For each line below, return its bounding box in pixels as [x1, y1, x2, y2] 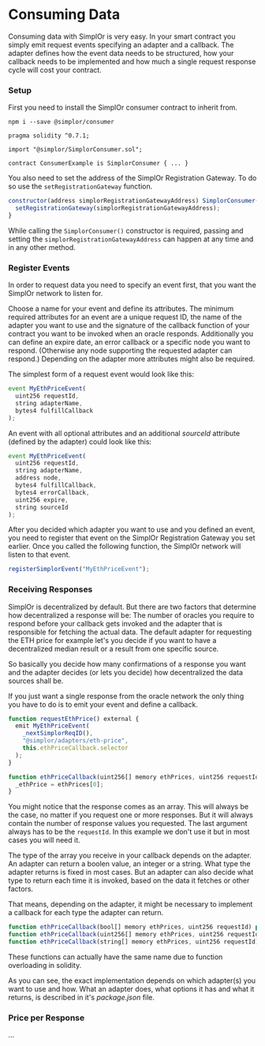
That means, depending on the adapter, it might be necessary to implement [8, 899, 253, 909]
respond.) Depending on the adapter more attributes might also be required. [8, 354, 256, 364]
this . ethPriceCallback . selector [22, 744, 129, 753]
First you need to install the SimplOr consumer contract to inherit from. [8, 103, 238, 112]
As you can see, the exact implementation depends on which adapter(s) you [8, 976, 256, 985]
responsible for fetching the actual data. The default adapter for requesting [8, 627, 252, 637]
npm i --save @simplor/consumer [8, 118, 114, 126]
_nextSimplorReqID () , [22, 730, 93, 738]
